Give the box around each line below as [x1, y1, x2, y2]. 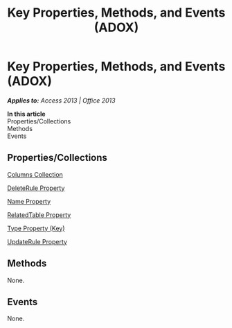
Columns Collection [7, 170, 64, 178]
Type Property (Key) [7, 224, 65, 232]
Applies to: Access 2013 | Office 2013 [7, 96, 116, 105]
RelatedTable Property [7, 210, 71, 219]
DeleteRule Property [7, 184, 65, 192]
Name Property [7, 197, 51, 205]
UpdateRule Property [7, 237, 68, 245]
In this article [7, 110, 46, 118]
